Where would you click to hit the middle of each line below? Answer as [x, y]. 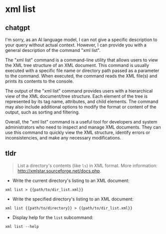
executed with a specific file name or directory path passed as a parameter [82, 70]
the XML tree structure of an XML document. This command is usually [77, 65]
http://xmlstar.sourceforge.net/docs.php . [59, 170]
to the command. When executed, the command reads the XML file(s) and [81, 76]
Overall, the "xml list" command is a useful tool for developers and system [81, 122]
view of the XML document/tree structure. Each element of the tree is [77, 96]
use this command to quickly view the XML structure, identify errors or [78, 132]
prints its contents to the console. [39, 81]
